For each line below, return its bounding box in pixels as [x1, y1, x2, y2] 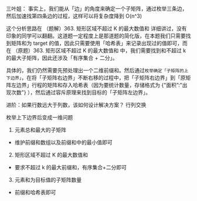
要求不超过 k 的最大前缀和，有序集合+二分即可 [14, 164, 127, 170]
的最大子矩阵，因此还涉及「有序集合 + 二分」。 [6, 55, 118, 61]
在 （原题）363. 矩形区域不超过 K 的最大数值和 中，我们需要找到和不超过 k [6, 47, 186, 54]
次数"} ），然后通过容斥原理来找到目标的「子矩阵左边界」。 [11, 89, 151, 96]
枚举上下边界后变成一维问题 [6, 114, 73, 120]
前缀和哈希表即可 [14, 189, 56, 196]
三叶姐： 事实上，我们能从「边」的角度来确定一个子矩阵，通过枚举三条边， [6, 5, 188, 12]
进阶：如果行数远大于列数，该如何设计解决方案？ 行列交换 [6, 102, 147, 108]
